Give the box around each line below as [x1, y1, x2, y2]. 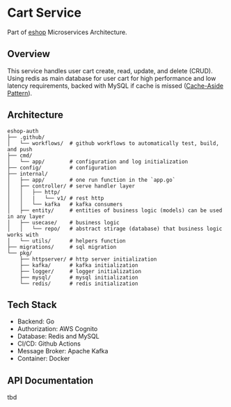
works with [7, 231, 39, 238]
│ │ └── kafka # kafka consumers [7, 201, 123, 208]
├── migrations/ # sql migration [7, 243, 117, 250]
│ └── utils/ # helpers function [7, 237, 127, 245]
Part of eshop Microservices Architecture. [7, 28, 127, 36]
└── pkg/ [7, 249, 33, 256]
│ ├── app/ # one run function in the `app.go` [7, 176, 176, 183]
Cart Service [7, 5, 82, 21]
